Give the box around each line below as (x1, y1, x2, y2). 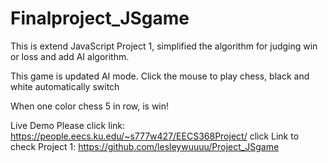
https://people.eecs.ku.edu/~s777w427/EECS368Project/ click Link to (10, 130, 300, 142)
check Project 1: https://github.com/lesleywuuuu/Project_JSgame (10, 140, 280, 152)
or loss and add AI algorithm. (10, 50, 130, 62)
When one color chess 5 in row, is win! (10, 100, 170, 112)
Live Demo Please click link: (10, 119, 126, 131)
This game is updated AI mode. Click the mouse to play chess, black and (10, 70, 310, 82)
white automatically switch (10, 80, 120, 92)
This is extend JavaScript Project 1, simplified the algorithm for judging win (10, 40, 318, 52)
